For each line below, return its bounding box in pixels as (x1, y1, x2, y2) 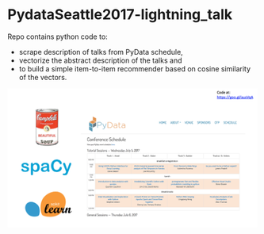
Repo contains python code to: (7, 32, 108, 41)
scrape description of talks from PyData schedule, (18, 47, 183, 56)
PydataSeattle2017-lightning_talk (7, 6, 233, 24)
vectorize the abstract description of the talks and (18, 56, 182, 65)
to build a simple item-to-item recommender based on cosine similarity (18, 63, 251, 73)
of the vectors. (18, 72, 67, 82)
